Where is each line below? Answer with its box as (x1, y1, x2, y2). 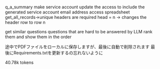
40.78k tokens (5, 60, 34, 65)
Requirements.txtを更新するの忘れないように (13, 50, 103, 55)
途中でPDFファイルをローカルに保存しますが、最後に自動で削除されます (5, 44, 150, 50)
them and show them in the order (5, 34, 72, 40)
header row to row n (5, 19, 46, 25)
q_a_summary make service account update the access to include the (5, 4, 145, 10)
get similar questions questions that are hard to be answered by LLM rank (5, 29, 153, 34)
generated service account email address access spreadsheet (5, 9, 130, 15)
